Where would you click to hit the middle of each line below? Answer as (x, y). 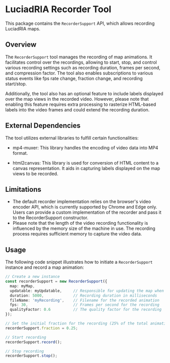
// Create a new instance (32, 277)
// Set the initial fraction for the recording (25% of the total (77, 324)
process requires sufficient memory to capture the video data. (77, 234)
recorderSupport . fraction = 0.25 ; (42, 328)
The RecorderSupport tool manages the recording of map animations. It (79, 57)
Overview (21, 45)
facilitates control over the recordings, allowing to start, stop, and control (81, 62)
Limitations (23, 189)
